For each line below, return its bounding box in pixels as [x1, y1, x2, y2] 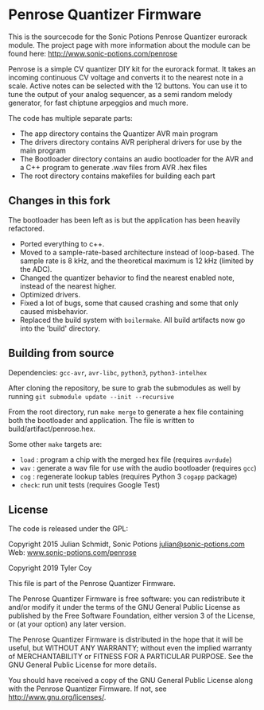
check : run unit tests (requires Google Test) [19, 479, 161, 490]
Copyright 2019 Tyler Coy [8, 563, 92, 573]
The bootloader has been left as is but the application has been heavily [8, 215, 241, 224]
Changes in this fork [8, 194, 111, 208]
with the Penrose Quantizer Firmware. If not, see [8, 684, 167, 693]
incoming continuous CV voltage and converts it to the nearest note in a [8, 72, 244, 82]
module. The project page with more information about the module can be [8, 40, 250, 49]
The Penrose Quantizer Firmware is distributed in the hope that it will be [8, 634, 244, 645]
